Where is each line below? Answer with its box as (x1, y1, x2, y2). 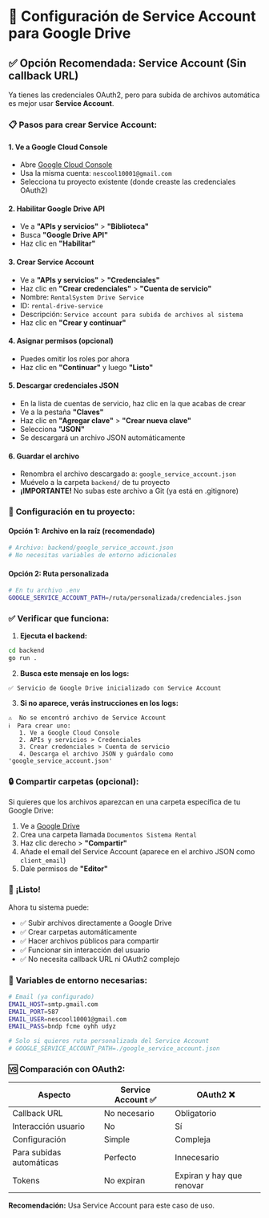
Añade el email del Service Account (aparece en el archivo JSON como (19, 847, 255, 857)
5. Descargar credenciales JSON (8, 381, 119, 390)
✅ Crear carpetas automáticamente (19, 927, 138, 936)
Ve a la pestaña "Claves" (19, 407, 104, 417)
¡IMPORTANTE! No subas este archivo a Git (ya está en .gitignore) (19, 486, 239, 496)
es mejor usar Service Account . (8, 99, 114, 108)
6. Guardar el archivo (8, 451, 80, 461)
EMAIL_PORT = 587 (8, 1008, 59, 1016)
